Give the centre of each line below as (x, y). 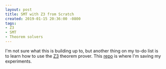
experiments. (19, 61)
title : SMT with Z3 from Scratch (40, 14)
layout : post (19, 10)
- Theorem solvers (24, 37)
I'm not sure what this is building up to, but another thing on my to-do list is (82, 51)
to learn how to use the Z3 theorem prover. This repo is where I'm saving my (83, 56)
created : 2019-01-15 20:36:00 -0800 (43, 19)
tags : (11, 23)
